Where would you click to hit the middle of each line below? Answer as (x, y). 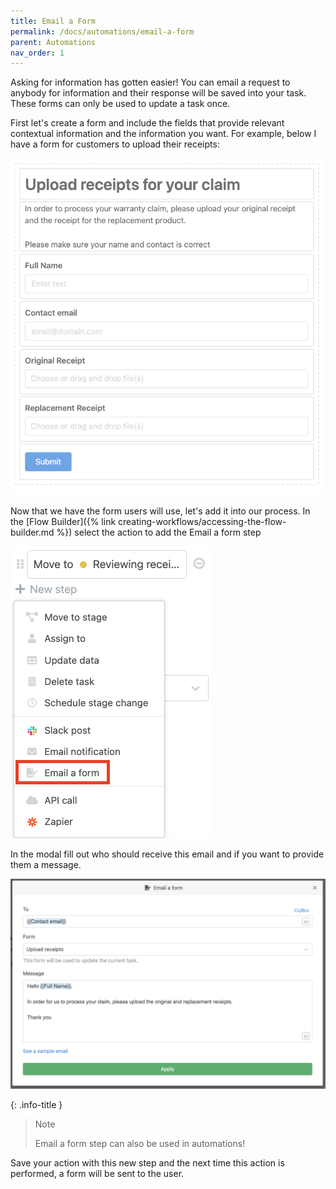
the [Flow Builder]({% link (63, 522)
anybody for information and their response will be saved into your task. (158, 93)
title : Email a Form (53, 21)
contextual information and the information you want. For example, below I (163, 134)
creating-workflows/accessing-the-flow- (202, 522)
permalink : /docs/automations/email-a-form (102, 31)
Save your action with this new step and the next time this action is (147, 1162)
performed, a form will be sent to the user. (97, 1173)
